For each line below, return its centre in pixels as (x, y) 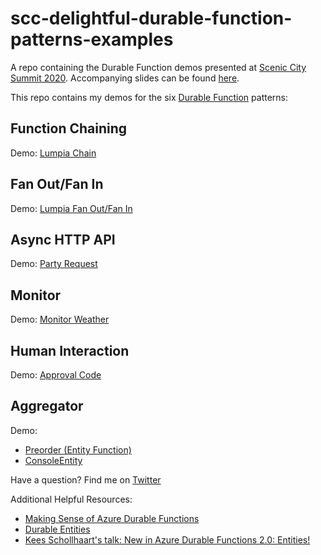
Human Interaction (70, 350)
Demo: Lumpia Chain (53, 153)
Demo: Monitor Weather (60, 319)
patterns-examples (92, 39)
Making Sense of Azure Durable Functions (112, 518)
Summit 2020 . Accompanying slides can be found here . (125, 78)
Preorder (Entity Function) (78, 449)
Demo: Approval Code (56, 375)
